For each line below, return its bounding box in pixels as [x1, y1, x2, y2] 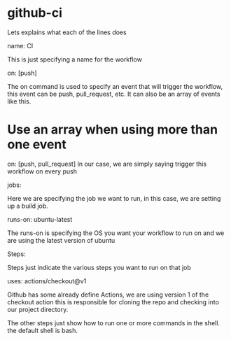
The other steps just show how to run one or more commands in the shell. [7, 318, 220, 327]
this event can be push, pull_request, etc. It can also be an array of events [7, 90, 220, 98]
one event [7, 136, 66, 153]
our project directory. [7, 305, 69, 313]
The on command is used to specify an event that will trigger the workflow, [7, 82, 223, 90]
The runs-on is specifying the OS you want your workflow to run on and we [7, 229, 225, 237]
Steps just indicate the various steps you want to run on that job [7, 263, 191, 271]
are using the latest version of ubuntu [7, 236, 115, 244]
